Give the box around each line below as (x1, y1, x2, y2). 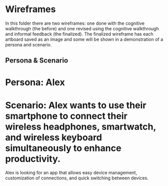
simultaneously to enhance (5, 142, 122, 154)
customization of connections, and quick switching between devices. (5, 175, 149, 181)
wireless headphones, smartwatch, (5, 121, 156, 132)
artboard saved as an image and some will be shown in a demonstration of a (5, 36, 163, 42)
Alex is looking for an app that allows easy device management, (5, 170, 137, 176)
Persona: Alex (5, 77, 65, 88)
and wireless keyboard (5, 132, 102, 143)
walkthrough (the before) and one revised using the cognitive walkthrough (5, 25, 159, 31)
